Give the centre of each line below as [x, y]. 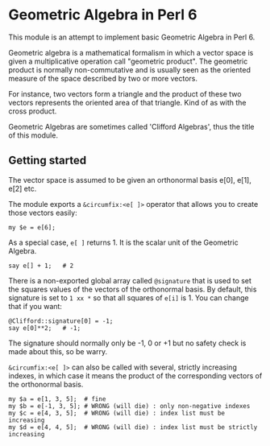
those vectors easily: [43, 213]
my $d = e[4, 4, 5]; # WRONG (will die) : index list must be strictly [133, 427]
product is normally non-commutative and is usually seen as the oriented [130, 69]
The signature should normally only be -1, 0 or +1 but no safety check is [127, 343]
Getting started [48, 161]
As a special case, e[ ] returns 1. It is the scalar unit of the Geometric [124, 242]
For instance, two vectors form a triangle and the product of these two [125, 93]
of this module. [33, 135]
